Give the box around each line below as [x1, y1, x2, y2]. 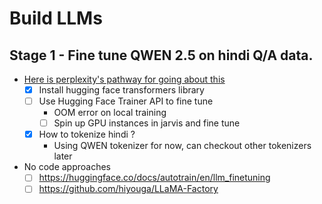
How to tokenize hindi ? [38, 128, 136, 141]
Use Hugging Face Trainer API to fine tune [38, 95, 214, 107]
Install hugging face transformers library [38, 84, 205, 96]
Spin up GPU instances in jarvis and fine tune [53, 117, 241, 129]
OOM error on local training [53, 107, 167, 119]
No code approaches [23, 161, 112, 173]
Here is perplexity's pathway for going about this [23, 73, 226, 85]
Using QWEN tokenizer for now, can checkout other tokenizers [53, 140, 312, 152]
